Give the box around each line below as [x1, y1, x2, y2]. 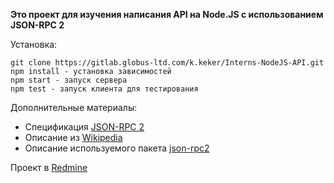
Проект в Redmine [10, 162, 88, 173]
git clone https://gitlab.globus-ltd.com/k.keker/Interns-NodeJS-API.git [10, 58, 325, 68]
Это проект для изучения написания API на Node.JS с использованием [10, 9, 324, 20]
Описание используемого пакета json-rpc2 [24, 142, 210, 154]
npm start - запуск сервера [10, 75, 128, 85]
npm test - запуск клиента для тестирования [10, 84, 199, 94]
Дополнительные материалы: [10, 102, 138, 113]
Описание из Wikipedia [24, 132, 123, 143]
